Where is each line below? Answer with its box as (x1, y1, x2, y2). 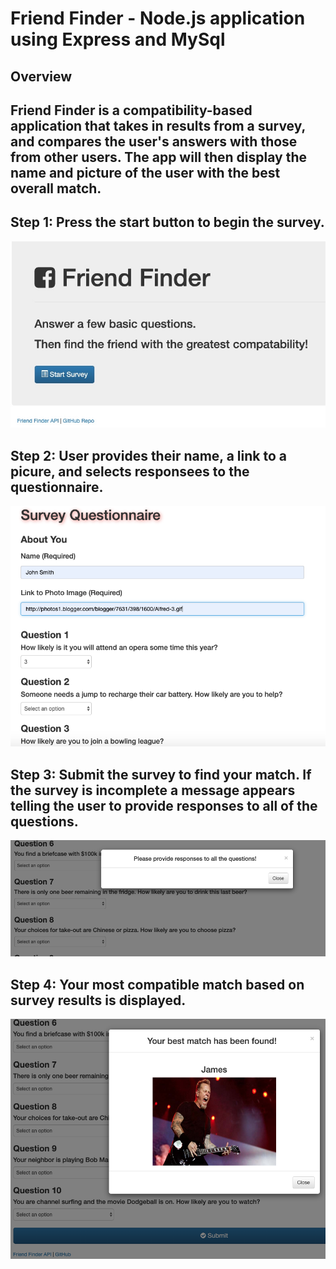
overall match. (10, 180, 102, 197)
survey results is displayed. (10, 992, 187, 1009)
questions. (10, 813, 79, 830)
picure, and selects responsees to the (10, 463, 250, 480)
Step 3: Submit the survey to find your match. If (10, 766, 312, 783)
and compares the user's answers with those (10, 133, 298, 150)
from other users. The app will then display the (10, 148, 308, 166)
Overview (10, 68, 73, 85)
